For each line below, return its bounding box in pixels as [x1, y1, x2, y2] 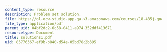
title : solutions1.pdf [5, 35, 52, 40]
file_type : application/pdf [5, 21, 64, 26]
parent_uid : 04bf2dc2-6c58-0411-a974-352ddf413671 [5, 26, 112, 31]
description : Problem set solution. [5, 12, 81, 17]
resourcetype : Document [5, 30, 55, 35]
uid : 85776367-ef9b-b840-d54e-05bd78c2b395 [5, 40, 97, 45]
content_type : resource [5, 7, 55, 12]
